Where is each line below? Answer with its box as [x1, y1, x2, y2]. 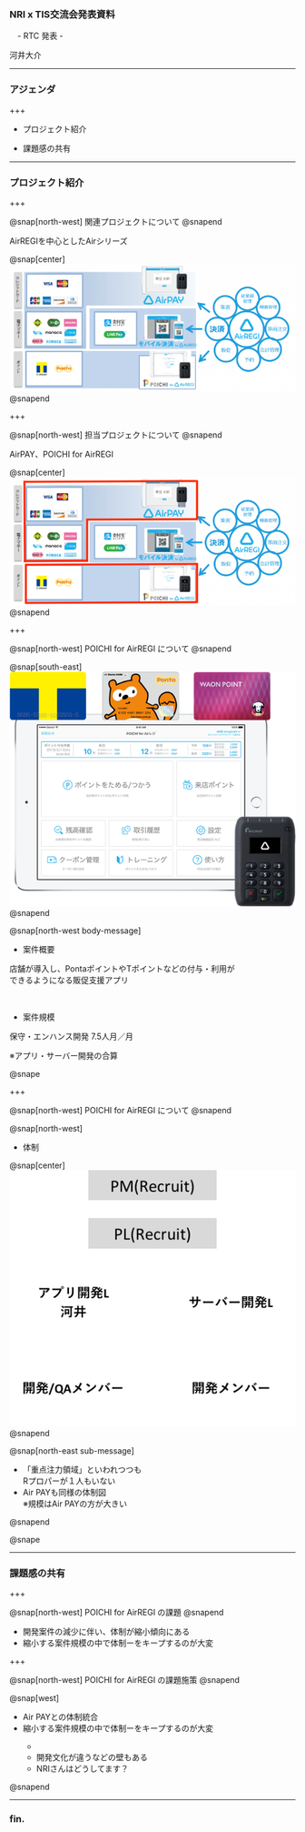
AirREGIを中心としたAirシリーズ [9, 235, 128, 247]
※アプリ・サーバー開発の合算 [9, 1050, 118, 1061]
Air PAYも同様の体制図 [22, 1486, 107, 1497]
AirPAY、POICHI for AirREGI [9, 448, 114, 460]
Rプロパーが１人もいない [22, 1475, 116, 1486]
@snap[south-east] [9, 661, 83, 672]
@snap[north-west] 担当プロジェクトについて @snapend [9, 429, 222, 440]
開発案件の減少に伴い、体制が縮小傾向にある [22, 1626, 191, 1637]
